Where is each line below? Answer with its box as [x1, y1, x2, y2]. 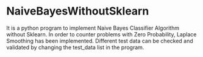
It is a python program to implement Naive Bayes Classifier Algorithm [6, 24, 180, 32]
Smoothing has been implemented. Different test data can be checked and [6, 37, 193, 44]
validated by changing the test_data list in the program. [6, 44, 144, 51]
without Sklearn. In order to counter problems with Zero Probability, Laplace [6, 30, 197, 38]
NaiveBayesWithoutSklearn [6, 4, 149, 18]
